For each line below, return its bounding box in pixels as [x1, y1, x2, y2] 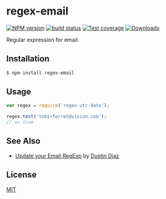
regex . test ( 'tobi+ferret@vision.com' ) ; [6, 113, 107, 120]
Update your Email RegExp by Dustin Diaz [15, 152, 119, 159]
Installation [6, 53, 50, 64]
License [6, 170, 37, 180]
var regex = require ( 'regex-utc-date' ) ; [6, 103, 110, 109]
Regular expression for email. [6, 36, 79, 43]
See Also [6, 136, 41, 146]
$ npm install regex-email [6, 70, 75, 76]
